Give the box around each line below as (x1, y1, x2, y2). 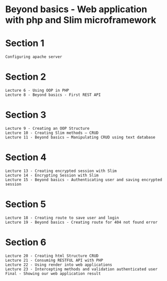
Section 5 (5, 199, 46, 210)
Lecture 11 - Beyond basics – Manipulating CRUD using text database (5, 135, 156, 140)
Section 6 (5, 237, 47, 248)
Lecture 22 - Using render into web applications (5, 262, 113, 267)
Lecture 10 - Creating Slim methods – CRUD (5, 130, 99, 135)
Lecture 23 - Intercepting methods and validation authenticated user (5, 266, 158, 272)
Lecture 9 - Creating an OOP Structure (5, 126, 90, 131)
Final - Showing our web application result (5, 271, 101, 276)
